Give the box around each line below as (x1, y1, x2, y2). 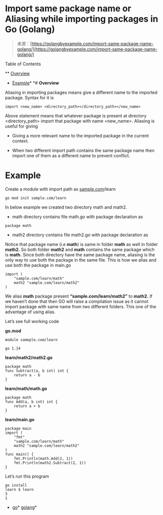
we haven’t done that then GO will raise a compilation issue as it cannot (5, 298, 149, 304)
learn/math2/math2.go (5, 354, 53, 360)
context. (12, 138, 29, 144)
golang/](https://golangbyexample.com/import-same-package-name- (17, 46, 158, 52)
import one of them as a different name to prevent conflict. (12, 153, 130, 159)
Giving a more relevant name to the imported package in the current (12, 133, 149, 138)
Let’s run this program (5, 473, 49, 479)
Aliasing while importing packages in (5, 13, 159, 25)
